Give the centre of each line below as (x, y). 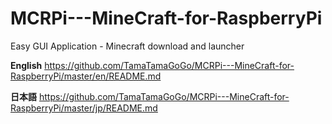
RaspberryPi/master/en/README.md (86, 76)
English (26, 65)
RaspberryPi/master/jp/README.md (84, 108)
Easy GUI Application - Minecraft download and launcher (127, 46)
